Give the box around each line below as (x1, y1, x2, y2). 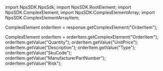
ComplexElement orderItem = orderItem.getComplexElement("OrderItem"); (5, 34, 159, 40)
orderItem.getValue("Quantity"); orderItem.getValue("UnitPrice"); (5, 39, 138, 45)
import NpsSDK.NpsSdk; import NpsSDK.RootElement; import (5, 4, 132, 10)
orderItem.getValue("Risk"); (5, 61, 62, 66)
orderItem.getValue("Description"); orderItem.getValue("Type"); (5, 45, 136, 50)
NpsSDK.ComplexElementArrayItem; (5, 15, 80, 20)
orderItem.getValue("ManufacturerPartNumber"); (5, 55, 106, 61)
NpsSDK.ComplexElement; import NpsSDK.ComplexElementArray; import (5, 9, 155, 15)
